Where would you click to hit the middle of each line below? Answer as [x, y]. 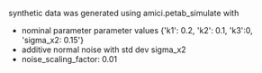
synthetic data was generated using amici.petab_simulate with [124, 13]
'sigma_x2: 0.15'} [53, 40]
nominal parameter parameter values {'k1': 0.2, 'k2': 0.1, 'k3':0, [137, 30]
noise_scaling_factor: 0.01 [69, 59]
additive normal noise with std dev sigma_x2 [104, 50]
